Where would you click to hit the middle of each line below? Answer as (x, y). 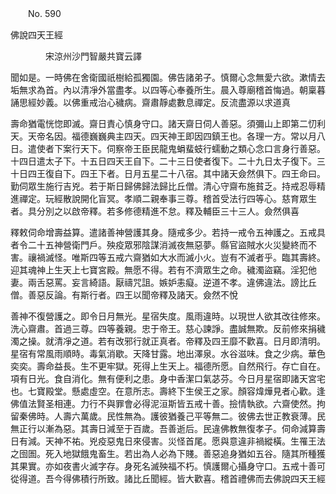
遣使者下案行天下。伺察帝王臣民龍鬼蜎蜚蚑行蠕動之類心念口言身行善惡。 (176, 148)
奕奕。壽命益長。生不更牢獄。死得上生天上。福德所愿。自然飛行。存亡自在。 (168, 366)
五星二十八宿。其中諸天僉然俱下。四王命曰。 (233, 173)
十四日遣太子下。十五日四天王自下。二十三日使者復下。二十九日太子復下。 (163, 161)
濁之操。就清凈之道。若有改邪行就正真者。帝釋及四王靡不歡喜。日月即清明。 (168, 341)
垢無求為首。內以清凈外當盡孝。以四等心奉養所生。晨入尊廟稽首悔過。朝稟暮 (168, 90)
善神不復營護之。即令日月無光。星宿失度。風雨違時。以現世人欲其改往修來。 (168, 316)
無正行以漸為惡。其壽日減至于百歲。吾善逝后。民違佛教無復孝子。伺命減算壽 (168, 428)
